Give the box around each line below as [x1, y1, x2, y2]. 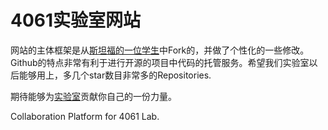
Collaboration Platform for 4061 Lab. [10, 110, 160, 122]
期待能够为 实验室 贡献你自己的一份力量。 [10, 90, 177, 102]
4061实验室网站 [10, 9, 142, 32]
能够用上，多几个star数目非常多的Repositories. [18, 69, 212, 81]
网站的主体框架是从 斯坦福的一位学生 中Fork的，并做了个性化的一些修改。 [10, 44, 310, 56]
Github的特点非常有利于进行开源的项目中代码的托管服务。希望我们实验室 [10, 56, 310, 68]
